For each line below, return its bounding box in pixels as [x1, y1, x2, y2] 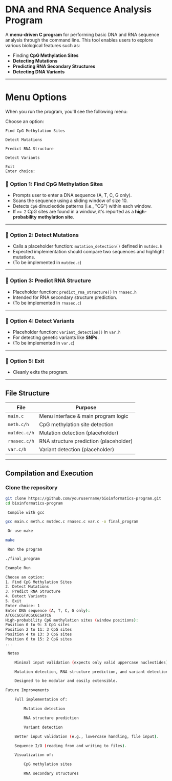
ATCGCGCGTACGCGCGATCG [5, 613, 52, 618]
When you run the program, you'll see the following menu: [5, 108, 128, 114]
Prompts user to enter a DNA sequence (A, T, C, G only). [12, 192, 132, 198]
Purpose [75, 404, 97, 411]
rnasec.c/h [8, 438, 34, 444]
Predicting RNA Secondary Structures [12, 63, 96, 69]
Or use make [7, 528, 33, 534]
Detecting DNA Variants [12, 68, 65, 75]
